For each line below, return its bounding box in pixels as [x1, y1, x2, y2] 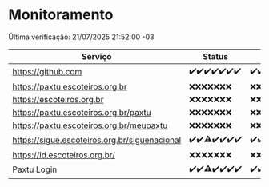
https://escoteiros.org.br [12, 93, 104, 105]
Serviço [81, 50, 112, 62]
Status [203, 50, 228, 62]
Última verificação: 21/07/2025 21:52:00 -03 [8, 32, 155, 42]
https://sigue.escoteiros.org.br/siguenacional [12, 134, 182, 145]
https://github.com [12, 66, 82, 78]
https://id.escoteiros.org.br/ [12, 149, 116, 161]
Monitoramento [8, 6, 114, 24]
